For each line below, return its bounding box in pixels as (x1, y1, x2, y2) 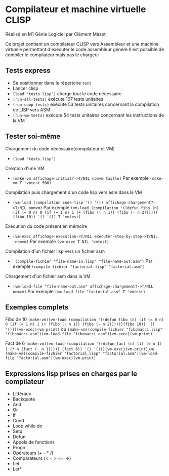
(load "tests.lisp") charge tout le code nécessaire (12, 90, 122, 97)
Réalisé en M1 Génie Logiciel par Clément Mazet (5, 31, 106, 37)
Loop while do (12, 423, 43, 429)
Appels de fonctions (12, 439, 55, 445)
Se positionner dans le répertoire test (12, 80, 92, 86)
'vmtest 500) (24, 180, 52, 185)
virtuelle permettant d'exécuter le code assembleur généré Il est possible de (5, 46, 164, 52)
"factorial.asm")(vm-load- (102, 351, 159, 356)
